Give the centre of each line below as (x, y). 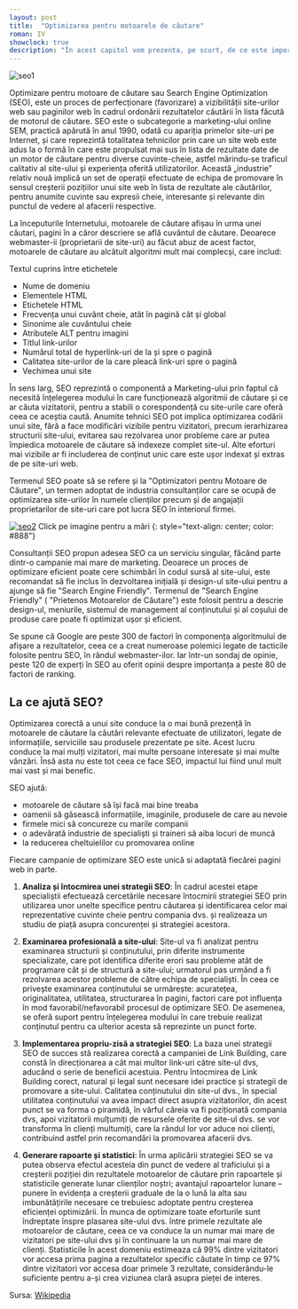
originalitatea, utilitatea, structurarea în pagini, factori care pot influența (152, 998)
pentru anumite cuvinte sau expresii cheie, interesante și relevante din (137, 197)
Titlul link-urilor (50, 343)
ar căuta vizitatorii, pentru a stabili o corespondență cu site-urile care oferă (146, 407)
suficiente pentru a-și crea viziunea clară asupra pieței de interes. (142, 1277)
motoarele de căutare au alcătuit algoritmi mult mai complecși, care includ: (145, 252)
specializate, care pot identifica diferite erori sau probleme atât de (142, 960)
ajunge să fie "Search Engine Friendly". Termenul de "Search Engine (134, 591)
